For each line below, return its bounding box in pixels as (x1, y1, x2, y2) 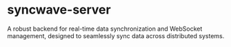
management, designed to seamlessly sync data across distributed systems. (7, 31, 225, 40)
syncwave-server (7, 2, 112, 18)
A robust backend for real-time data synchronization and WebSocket (7, 25, 203, 33)
